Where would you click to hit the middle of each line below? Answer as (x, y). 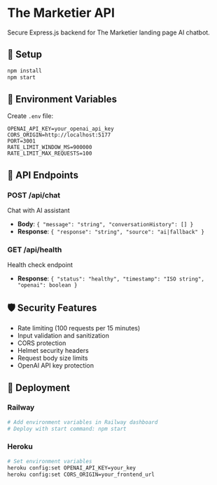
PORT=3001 (22, 141)
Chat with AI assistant (38, 210)
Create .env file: (30, 116)
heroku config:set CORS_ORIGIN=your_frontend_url (81, 474)
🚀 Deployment (38, 388)
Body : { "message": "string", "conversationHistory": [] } (105, 224)
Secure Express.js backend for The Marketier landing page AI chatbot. (108, 32)
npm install (24, 71)
